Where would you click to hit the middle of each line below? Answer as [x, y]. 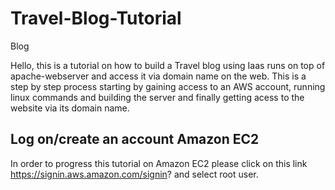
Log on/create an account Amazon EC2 [135, 139]
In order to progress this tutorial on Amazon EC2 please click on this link [159, 163]
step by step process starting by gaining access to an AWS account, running [168, 86]
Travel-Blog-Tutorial [96, 18]
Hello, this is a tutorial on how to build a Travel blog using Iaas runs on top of [168, 65]
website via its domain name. [70, 108]
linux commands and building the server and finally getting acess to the [157, 97]
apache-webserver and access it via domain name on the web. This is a [158, 76]
